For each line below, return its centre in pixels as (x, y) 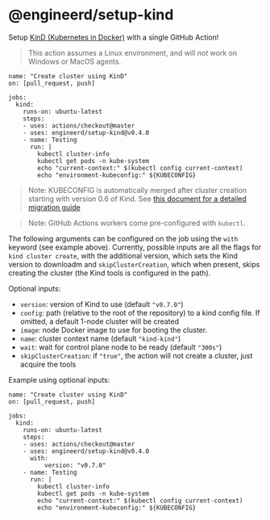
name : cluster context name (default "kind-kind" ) (100, 338)
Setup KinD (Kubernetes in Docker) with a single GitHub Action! (114, 37)
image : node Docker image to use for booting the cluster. (114, 329)
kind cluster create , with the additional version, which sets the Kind (123, 255)
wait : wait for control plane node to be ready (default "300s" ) (121, 347)
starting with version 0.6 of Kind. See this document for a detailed (137, 199)
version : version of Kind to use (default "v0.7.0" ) (102, 304)
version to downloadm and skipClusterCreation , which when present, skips (134, 264)
